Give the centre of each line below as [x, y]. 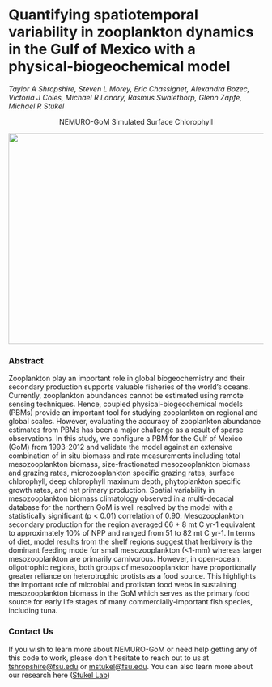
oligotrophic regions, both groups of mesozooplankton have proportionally [132, 567]
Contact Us [31, 631]
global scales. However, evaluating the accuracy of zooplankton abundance [135, 422]
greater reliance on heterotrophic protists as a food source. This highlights [132, 576]
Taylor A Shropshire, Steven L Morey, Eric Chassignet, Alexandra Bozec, [129, 89]
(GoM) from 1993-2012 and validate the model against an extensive [121, 447]
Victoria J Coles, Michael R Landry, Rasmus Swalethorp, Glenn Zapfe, [125, 97]
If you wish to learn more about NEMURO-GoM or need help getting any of [133, 649]
